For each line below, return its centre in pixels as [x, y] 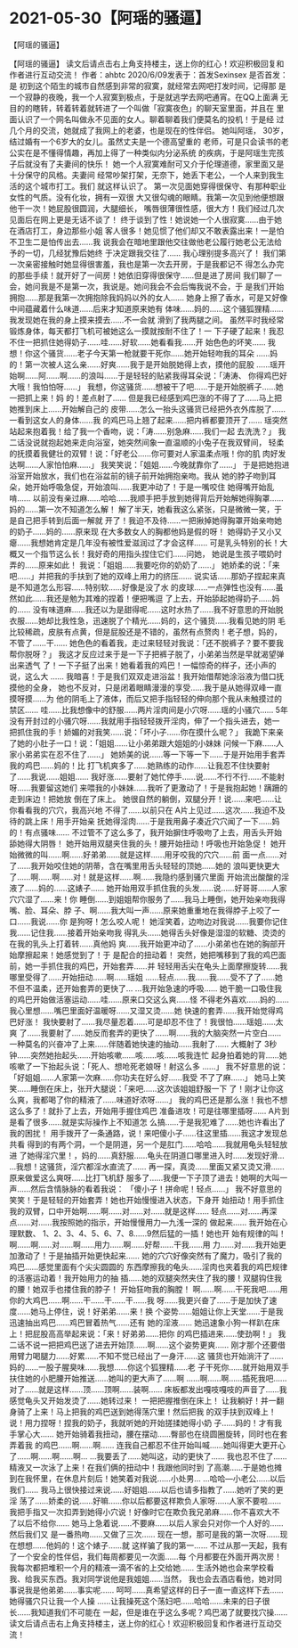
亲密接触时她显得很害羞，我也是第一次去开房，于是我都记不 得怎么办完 [154, 264]
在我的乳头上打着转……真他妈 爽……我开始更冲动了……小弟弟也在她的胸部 [144, 943]
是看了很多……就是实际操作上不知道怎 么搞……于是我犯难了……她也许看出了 [148, 1122]
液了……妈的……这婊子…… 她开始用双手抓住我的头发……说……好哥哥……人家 [148, 888]
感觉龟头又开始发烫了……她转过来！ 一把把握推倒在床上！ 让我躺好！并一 [143, 1400]
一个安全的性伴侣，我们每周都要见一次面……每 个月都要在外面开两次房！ [149, 1556]
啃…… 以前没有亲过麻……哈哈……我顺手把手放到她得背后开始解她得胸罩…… [146, 498]
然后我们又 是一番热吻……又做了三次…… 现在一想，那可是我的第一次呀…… [145, 1534]
